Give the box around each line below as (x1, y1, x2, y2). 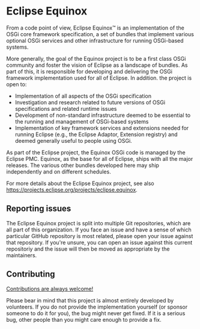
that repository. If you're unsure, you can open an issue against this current (6, 239, 193, 246)
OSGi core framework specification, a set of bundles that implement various (6, 30, 194, 37)
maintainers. (6, 251, 37, 258)
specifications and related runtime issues (14, 105, 117, 112)
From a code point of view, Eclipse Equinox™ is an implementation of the (6, 24, 184, 31)
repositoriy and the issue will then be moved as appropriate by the (6, 245, 170, 252)
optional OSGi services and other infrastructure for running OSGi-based (6, 37, 184, 44)
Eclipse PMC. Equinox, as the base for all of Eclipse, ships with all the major (6, 155, 193, 162)
